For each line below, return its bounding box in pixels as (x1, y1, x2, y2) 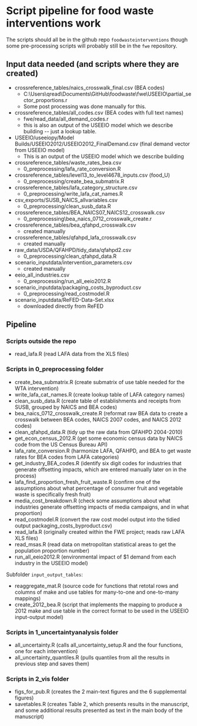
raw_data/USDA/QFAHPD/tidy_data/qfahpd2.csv (14, 246, 132, 253)
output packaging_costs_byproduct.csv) (14, 522, 113, 529)
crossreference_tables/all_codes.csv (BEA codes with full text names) (14, 109, 184, 116)
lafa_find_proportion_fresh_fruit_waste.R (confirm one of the (14, 478, 161, 485)
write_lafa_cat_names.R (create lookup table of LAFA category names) (14, 391, 185, 398)
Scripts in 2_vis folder (6, 674, 69, 683)
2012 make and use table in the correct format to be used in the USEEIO (14, 607, 189, 614)
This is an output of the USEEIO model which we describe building (23, 153, 184, 160)
